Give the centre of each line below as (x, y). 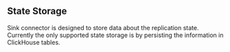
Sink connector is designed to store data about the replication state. (103, 27)
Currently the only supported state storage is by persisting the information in (115, 35)
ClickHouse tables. (34, 42)
